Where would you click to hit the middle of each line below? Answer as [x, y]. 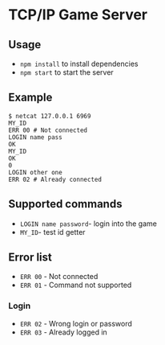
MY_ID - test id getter [52, 232]
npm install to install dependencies [79, 64]
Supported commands [65, 204]
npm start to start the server [66, 72]
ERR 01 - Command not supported [76, 285]
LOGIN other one [35, 172]
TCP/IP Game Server [78, 15]
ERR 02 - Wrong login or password [76, 323]
